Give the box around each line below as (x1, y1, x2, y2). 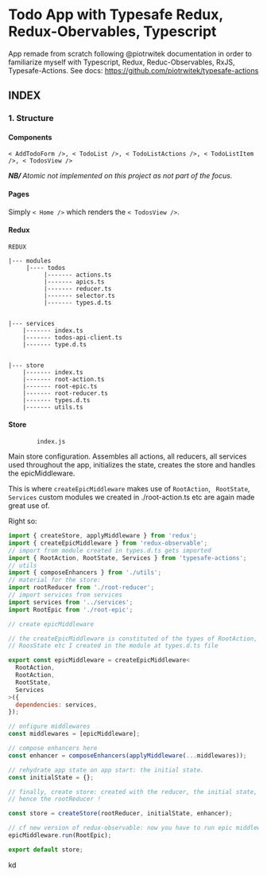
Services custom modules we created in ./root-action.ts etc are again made (8, 492, 255, 503)
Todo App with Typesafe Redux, (8, 6, 224, 24)
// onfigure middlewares (8, 722, 91, 730)
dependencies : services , (15, 701, 98, 709)
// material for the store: (8, 576, 102, 585)
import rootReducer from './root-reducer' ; (8, 584, 155, 592)
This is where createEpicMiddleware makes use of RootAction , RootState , (8, 484, 250, 494)
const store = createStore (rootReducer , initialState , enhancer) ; (8, 810, 233, 818)
